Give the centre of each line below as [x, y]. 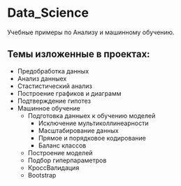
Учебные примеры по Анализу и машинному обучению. [91, 32]
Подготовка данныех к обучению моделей [92, 115]
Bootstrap [42, 175]
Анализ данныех [42, 78]
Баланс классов [62, 145]
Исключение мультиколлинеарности [93, 123]
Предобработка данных [53, 71]
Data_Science [48, 13]
